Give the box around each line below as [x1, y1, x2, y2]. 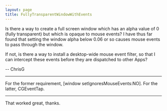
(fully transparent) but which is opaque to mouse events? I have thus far [5, 31, 153, 37]
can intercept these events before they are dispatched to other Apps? [5, 56, 148, 62]
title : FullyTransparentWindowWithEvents [5, 12, 92, 17]
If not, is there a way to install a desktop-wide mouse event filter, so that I [5, 51, 156, 57]
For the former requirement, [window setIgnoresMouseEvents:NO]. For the [5, 80, 158, 86]
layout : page [5, 7, 32, 12]
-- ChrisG [5, 66, 25, 72]
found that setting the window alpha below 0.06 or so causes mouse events [5, 36, 161, 42]
